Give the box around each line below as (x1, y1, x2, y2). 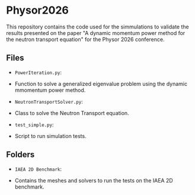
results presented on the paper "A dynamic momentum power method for (6, 29, 186, 36)
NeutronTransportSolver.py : (14, 98, 83, 105)
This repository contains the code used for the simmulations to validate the (6, 23, 189, 30)
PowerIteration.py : (14, 69, 62, 76)
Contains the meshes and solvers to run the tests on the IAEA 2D (14, 177, 173, 184)
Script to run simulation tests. (14, 132, 87, 139)
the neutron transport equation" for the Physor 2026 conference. (6, 36, 165, 43)
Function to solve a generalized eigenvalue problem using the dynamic (14, 80, 188, 87)
